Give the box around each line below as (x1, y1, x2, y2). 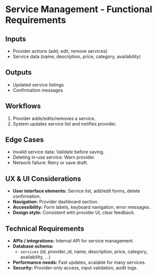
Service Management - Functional (5, 4, 152, 15)
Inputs (5, 35, 27, 43)
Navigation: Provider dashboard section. (12, 199, 99, 205)
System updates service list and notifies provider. (12, 120, 117, 127)
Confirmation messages (12, 87, 63, 93)
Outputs (5, 68, 32, 77)
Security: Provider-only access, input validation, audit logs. (12, 265, 138, 271)
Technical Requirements (5, 224, 85, 233)
